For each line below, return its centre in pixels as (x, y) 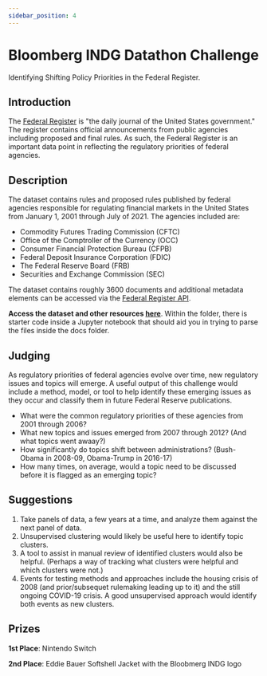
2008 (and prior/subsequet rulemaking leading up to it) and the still (130, 587)
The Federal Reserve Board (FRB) (75, 266)
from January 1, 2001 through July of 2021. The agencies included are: (124, 217)
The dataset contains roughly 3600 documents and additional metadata (126, 290)
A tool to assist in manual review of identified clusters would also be (131, 553)
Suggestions (41, 500)
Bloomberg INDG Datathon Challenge (133, 55)
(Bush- (225, 450)
